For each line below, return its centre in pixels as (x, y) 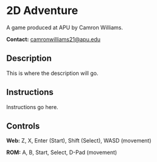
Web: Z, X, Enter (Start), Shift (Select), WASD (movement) (79, 141)
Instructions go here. (33, 107)
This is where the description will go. (52, 73)
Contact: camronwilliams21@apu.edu (53, 39)
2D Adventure (42, 11)
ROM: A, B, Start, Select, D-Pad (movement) (62, 152)
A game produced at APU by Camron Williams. (65, 27)
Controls (23, 126)
